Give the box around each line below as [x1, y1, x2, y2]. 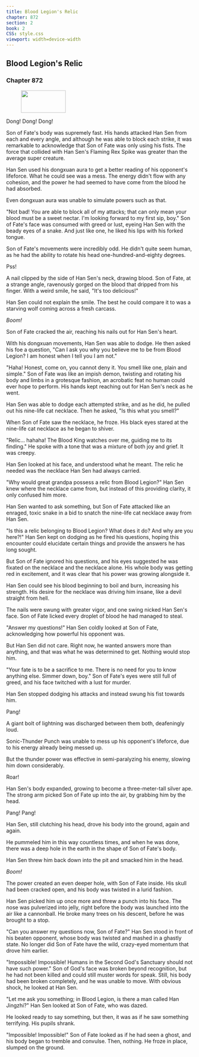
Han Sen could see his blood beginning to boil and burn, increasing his [6, 582, 179, 589]
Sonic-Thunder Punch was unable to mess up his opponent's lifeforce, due [6, 737, 189, 745]
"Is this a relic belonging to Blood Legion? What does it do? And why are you [6, 527, 193, 534]
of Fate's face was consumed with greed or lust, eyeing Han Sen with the [6, 221, 185, 228]
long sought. [6, 546, 37, 553]
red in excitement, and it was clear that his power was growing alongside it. [6, 570, 191, 577]
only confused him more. [6, 491, 67, 498]
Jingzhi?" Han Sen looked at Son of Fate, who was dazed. [6, 1002, 148, 1009]
